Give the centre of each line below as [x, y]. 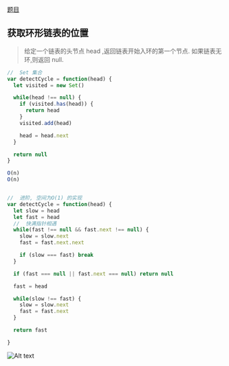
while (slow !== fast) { [47, 299]
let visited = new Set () [49, 85]
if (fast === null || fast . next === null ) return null [94, 274]
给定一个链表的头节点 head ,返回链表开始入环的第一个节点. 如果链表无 [123, 51]
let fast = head [36, 217]
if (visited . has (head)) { [57, 104]
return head [42, 111]
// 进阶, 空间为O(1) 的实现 [45, 198]
